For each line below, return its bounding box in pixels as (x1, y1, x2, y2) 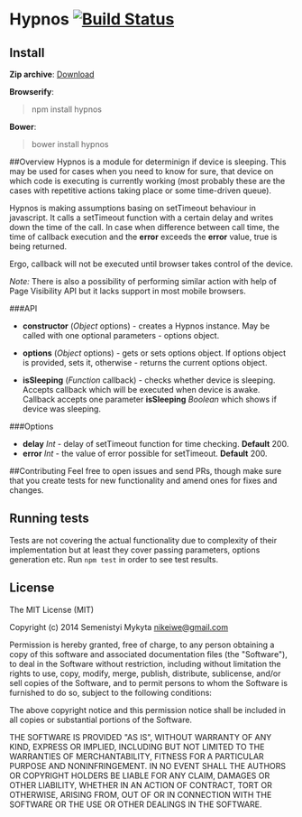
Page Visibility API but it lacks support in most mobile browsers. (9, 285, 246, 296)
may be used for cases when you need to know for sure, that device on (9, 166, 274, 176)
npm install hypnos (31, 104, 102, 115)
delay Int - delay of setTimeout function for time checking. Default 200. (22, 439, 289, 449)
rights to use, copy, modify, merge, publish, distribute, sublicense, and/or (9, 668, 281, 679)
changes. (9, 485, 44, 496)
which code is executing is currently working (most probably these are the (9, 176, 286, 186)
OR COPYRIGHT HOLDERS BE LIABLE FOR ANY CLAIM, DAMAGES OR (9, 770, 270, 781)
